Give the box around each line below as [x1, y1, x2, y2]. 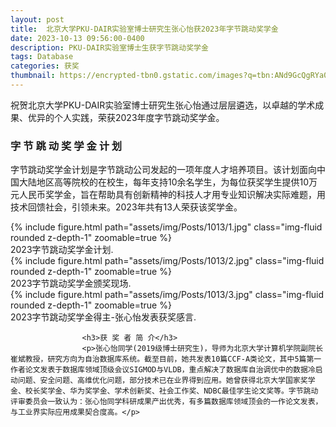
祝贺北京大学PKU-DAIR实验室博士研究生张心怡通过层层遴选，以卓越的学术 [10, 99, 316, 111]
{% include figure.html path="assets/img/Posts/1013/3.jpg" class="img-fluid [10, 289, 325, 301]
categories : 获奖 [10, 61, 80, 71]
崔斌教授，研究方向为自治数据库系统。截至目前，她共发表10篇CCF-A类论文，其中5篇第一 [10, 354, 322, 365]
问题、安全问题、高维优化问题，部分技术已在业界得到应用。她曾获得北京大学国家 [17, 376, 301, 386]
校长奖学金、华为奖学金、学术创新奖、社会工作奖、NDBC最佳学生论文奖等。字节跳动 [24, 386, 319, 396]
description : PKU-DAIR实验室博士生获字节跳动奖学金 [10, 42, 209, 53]
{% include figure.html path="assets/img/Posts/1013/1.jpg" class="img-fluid [10, 221, 323, 233]
